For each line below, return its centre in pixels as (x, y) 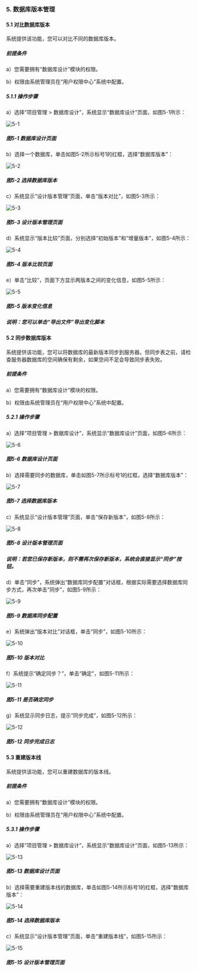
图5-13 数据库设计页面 (33, 871)
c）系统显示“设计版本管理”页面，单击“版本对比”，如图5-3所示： (83, 196)
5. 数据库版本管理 (31, 9)
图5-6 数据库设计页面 (32, 459)
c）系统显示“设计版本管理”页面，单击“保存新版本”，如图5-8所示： (86, 517)
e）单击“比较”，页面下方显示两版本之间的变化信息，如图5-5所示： (86, 280)
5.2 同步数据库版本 (29, 338)
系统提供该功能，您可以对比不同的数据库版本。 (62, 39)
